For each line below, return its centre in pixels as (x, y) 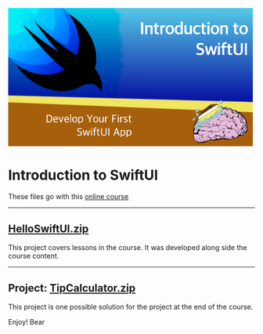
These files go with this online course (68, 197)
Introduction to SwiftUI (83, 175)
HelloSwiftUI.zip (49, 229)
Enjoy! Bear (27, 322)
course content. (34, 256)
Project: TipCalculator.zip (72, 288)
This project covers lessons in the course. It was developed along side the (128, 248)
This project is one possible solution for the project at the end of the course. (131, 307)
